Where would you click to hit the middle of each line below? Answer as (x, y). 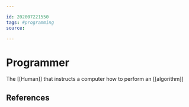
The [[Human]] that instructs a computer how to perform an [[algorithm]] (95, 79)
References (28, 98)
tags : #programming (30, 22)
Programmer (38, 62)
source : (16, 28)
